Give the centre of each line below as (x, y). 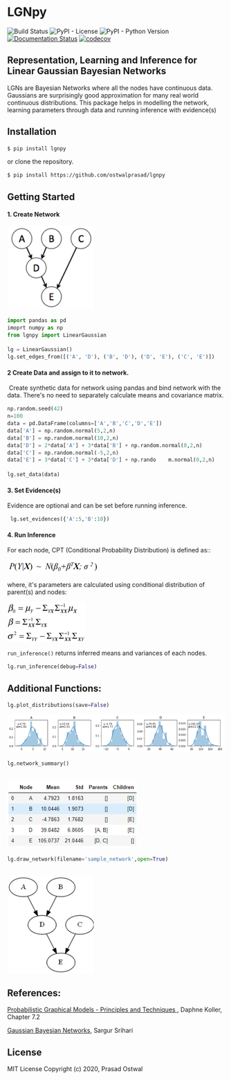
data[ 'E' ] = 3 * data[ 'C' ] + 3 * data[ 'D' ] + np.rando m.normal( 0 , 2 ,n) (111, 460)
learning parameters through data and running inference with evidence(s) (112, 110)
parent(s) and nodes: (37, 592)
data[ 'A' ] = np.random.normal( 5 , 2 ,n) (62, 431)
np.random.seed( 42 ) (35, 409)
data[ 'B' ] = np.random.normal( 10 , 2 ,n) (63, 438)
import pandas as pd (37, 320)
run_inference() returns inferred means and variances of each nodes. (107, 653)
